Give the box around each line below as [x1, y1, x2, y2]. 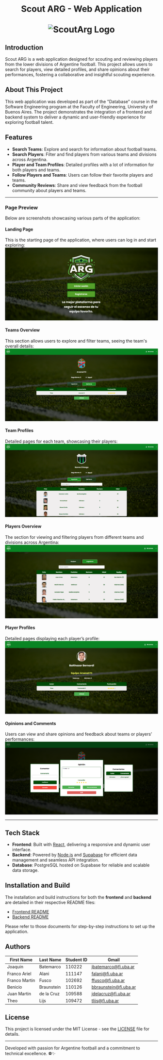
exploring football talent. [5, 119, 54, 125]
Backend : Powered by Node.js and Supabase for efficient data [12, 852, 137, 858]
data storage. [12, 867, 39, 873]
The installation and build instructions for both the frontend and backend [5, 894, 151, 900]
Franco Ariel [7, 971, 32, 977]
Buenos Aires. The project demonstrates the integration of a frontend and [5, 109, 152, 115]
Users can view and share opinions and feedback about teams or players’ [5, 731, 152, 737]
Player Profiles [5, 625, 35, 630]
